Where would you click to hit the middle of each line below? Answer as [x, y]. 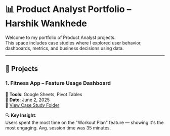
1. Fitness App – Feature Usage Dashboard [58, 83]
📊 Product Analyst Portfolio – [68, 9]
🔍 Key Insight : [21, 115]
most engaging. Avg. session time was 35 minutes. [58, 128]
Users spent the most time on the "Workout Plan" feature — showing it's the [84, 122]
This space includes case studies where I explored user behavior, [73, 42]
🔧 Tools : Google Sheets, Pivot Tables [44, 94]
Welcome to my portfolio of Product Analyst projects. [60, 37]
